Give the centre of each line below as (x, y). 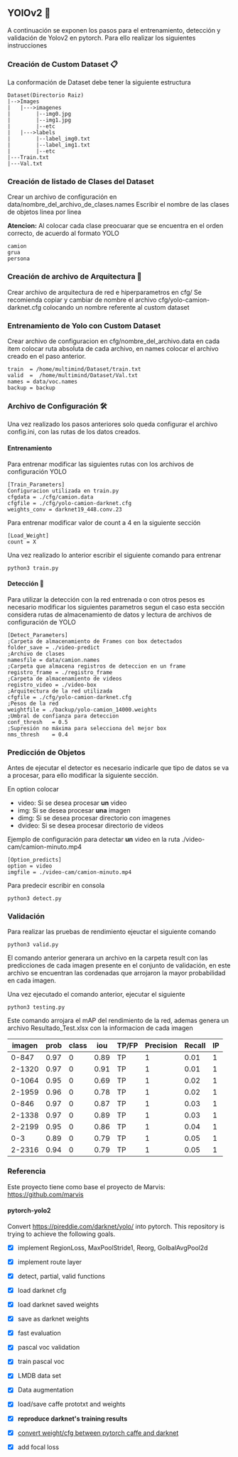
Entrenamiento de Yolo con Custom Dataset (84, 325)
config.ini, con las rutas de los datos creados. (74, 432)
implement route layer (50, 1262)
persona (19, 259)
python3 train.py (33, 568)
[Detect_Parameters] (38, 635)
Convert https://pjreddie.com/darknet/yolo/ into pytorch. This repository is (116, 1226)
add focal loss (38, 1447)
